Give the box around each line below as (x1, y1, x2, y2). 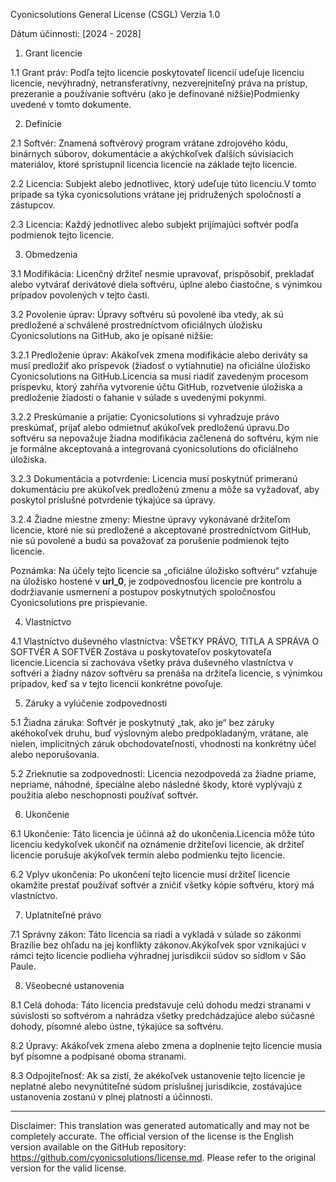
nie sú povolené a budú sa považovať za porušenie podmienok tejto (10, 535, 290, 546)
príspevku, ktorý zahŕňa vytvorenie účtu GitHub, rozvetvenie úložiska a (10, 381, 303, 393)
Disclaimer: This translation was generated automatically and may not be (10, 1120, 310, 1131)
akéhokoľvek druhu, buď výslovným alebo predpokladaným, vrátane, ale (10, 727, 309, 739)
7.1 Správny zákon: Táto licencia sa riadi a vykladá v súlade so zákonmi (10, 929, 302, 940)
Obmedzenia (24, 249, 78, 260)
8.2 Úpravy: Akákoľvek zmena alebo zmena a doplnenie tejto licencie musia (10, 1040, 323, 1051)
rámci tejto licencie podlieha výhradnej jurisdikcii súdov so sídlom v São (10, 950, 307, 961)
